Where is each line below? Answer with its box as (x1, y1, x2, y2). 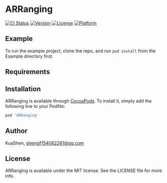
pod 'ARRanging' (5, 112, 39, 118)
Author (5, 126, 27, 135)
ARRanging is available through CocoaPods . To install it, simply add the (5, 97, 152, 103)
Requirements (5, 67, 50, 76)
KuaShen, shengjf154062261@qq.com (5, 140, 84, 146)
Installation (5, 84, 41, 93)
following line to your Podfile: (5, 103, 65, 109)
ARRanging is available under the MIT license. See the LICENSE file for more (5, 167, 162, 173)
